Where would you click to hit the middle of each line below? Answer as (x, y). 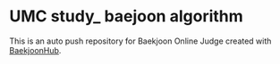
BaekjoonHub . (35, 50)
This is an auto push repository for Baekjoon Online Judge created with (140, 41)
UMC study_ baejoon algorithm (126, 16)
